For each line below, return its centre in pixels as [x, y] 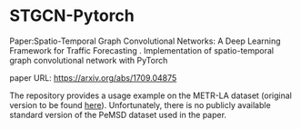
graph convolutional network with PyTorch [89, 60]
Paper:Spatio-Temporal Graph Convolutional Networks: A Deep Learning [145, 41]
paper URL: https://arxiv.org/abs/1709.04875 [93, 77]
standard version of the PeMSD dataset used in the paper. [118, 114]
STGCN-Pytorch [72, 16]
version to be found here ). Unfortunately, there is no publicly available [140, 104]
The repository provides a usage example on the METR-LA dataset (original [151, 95]
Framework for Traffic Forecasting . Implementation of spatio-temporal [142, 50]
